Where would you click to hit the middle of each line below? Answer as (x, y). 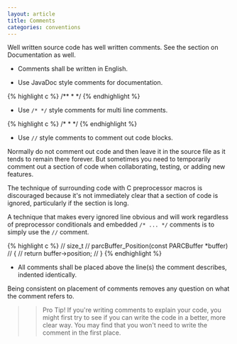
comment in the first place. (82, 333)
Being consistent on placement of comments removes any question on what (118, 288)
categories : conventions (44, 27)
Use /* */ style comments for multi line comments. (93, 110)
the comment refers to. (41, 296)
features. (21, 174)
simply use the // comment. (48, 232)
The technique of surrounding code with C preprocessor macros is (105, 188)
